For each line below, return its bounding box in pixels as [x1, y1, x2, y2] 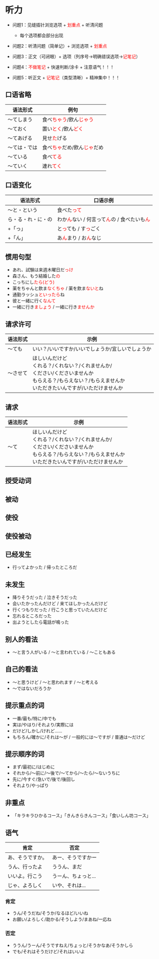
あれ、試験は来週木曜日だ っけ [12, 267, 73, 273]
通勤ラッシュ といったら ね [12, 292, 65, 298]
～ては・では [7, 144, 38, 151]
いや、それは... [52, 882, 86, 889]
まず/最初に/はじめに [12, 764, 55, 770]
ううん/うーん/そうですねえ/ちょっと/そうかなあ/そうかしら [12, 942, 134, 948]
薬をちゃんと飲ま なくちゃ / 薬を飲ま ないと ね [12, 286, 104, 292]
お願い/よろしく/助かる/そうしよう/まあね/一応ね [12, 916, 112, 922]
